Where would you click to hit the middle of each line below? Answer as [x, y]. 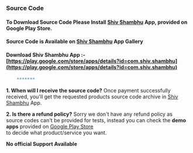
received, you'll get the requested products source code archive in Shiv [92, 97]
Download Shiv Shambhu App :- [46, 55]
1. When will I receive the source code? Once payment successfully [88, 91]
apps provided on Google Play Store [50, 127]
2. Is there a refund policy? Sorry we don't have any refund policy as [89, 114]
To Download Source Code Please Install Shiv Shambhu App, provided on [97, 22]
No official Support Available [42, 144]
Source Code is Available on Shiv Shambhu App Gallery [75, 41]
